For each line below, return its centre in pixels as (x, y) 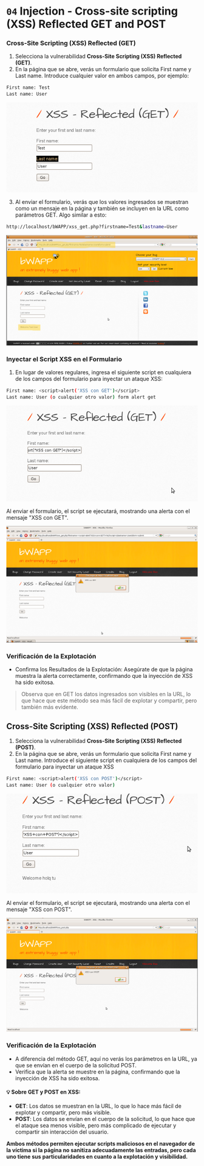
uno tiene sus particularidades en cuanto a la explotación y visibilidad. (97, 1156)
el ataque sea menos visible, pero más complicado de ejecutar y (96, 1125)
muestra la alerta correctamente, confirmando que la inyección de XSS (104, 676)
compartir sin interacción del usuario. (62, 1132)
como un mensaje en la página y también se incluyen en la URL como (102, 209)
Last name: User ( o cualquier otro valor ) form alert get (81, 397)
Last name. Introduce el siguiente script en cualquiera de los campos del (106, 760)
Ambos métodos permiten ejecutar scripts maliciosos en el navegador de (101, 1143)
